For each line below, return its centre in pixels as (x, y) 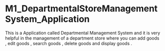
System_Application (47, 19)
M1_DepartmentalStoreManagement (82, 9)
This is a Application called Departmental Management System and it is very (83, 33)
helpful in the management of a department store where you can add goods (82, 38)
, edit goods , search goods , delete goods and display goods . (69, 43)
